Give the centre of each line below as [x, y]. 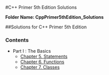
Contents [17, 40]
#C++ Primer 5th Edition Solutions [41, 7]
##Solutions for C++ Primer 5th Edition [46, 27]
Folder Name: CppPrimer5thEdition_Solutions [54, 17]
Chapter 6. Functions [42, 62]
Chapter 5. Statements [44, 57]
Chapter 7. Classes [40, 67]
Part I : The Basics [32, 51]
